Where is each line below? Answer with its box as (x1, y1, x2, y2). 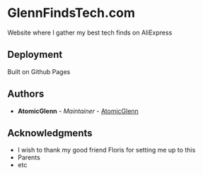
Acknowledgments (7, 127, 93, 139)
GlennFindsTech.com (7, 5, 136, 21)
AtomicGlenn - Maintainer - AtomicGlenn (17, 107, 139, 115)
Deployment (7, 49, 63, 61)
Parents (17, 153, 40, 162)
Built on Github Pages (7, 67, 71, 76)
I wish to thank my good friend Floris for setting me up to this (17, 146, 196, 155)
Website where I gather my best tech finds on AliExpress (7, 28, 173, 37)
